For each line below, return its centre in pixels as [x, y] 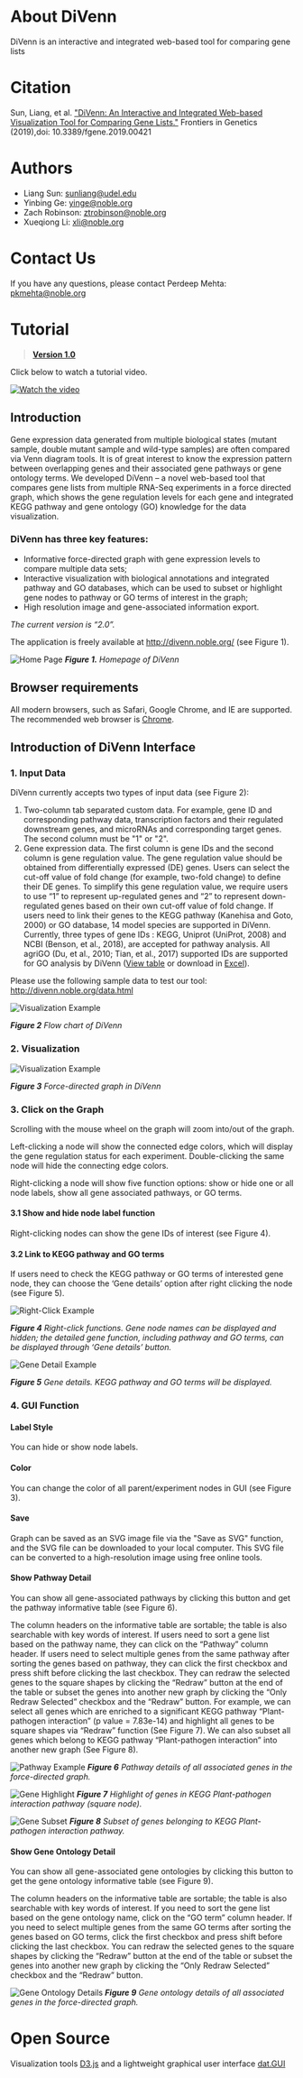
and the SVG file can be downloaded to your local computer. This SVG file [147, 1548]
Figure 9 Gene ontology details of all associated [194, 1993]
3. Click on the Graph [57, 1109]
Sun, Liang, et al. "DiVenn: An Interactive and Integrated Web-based [137, 112]
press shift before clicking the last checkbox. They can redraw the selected [150, 1673]
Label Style [32, 1427]
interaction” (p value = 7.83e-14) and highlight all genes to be [161, 1721]
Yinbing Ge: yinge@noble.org [78, 202]
